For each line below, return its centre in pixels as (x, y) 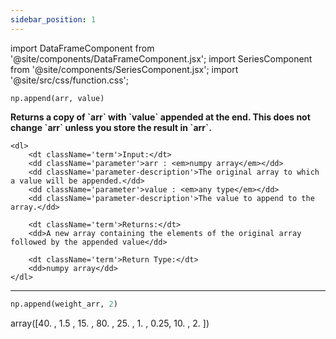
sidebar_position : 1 (53, 19)
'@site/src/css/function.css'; (70, 80)
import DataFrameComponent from (82, 48)
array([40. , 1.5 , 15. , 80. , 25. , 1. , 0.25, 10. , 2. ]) (110, 323)
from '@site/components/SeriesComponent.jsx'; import (124, 69)
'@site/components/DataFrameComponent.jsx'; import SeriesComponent (161, 58)
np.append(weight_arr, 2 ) (64, 304)
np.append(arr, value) (57, 98)
